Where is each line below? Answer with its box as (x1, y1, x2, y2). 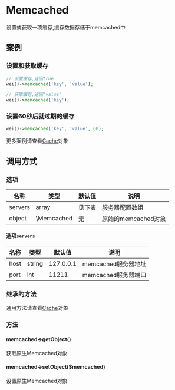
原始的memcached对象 (102, 214, 166, 223)
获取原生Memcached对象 (6, 349, 68, 356)
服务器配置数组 (102, 203, 144, 211)
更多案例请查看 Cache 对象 (6, 137, 69, 144)
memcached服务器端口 (82, 271, 147, 279)
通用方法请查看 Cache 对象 (6, 305, 69, 312)
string (27, 260, 43, 268)
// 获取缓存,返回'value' (6, 92, 62, 98)
